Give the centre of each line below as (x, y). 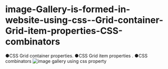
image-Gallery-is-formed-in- (68, 9)
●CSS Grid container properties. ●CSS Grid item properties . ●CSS (77, 56)
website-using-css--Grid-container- (84, 20)
